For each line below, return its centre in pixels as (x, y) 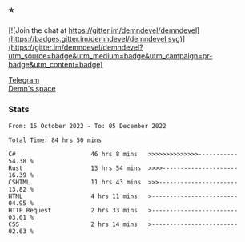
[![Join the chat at (38, 30)
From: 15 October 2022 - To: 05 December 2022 (87, 126)
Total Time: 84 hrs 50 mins (55, 140)
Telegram (24, 80)
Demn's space (32, 89)
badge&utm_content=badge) (56, 65)
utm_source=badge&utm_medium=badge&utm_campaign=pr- (110, 56)
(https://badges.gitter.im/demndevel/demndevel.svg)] (97, 39)
